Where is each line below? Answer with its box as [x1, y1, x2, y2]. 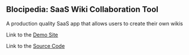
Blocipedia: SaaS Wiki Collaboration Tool [6, 5, 159, 14]
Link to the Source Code [6, 42, 65, 49]
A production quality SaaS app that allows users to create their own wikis [6, 20, 184, 27]
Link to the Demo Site [6, 31, 58, 38]
